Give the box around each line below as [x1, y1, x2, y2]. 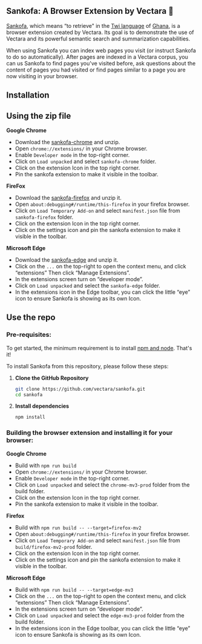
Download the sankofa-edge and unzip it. [15, 256, 119, 264]
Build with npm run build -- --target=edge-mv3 [15, 586, 134, 593]
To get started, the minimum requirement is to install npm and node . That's [6, 344, 192, 351]
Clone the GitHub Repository [15, 374, 89, 382]
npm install [15, 414, 45, 420]
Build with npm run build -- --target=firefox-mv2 [15, 523, 142, 531]
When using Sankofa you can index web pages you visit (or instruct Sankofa [6, 47, 197, 54]
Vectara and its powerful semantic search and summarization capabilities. [6, 35, 191, 42]
